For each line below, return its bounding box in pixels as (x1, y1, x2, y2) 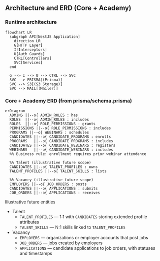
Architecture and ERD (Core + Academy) (5, 4, 131, 12)
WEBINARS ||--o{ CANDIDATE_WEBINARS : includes (9, 147, 113, 152)
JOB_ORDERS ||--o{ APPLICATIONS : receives (9, 190, 100, 195)
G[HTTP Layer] (14, 43, 43, 48)
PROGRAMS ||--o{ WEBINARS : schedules (9, 130, 90, 135)
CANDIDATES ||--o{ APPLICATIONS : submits (9, 186, 98, 191)
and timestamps (19, 250, 53, 256)
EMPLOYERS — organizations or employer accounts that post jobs (19, 234, 149, 240)
